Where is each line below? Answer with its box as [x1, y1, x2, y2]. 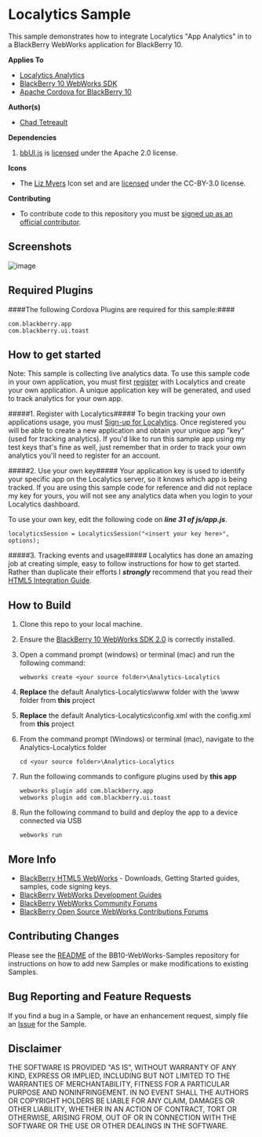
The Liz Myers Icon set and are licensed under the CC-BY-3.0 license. [19, 178, 246, 188]
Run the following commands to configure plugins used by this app [19, 772, 237, 782]
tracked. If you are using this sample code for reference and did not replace [8, 483, 253, 492]
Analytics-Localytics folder [19, 743, 107, 752]
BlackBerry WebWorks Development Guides [19, 890, 162, 900]
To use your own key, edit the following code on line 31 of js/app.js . [8, 515, 227, 524]
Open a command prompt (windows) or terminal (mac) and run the [19, 650, 235, 660]
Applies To [8, 55, 45, 64]
